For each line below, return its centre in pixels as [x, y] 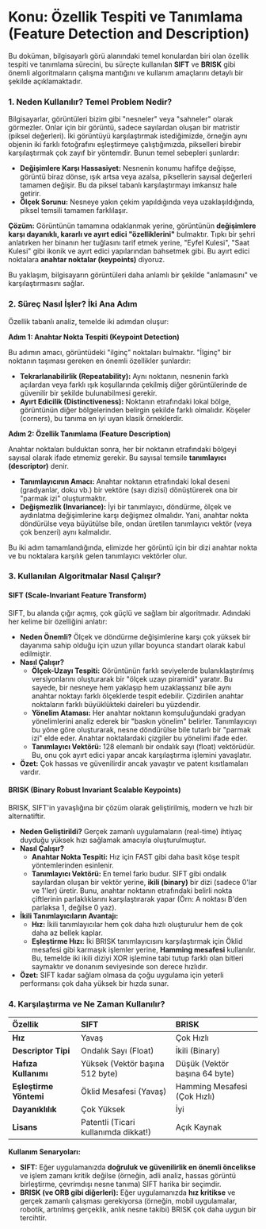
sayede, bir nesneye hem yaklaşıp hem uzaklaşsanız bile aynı [131, 687]
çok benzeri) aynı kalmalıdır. [65, 531]
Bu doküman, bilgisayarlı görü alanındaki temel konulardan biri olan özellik [129, 56]
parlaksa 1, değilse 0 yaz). [74, 907]
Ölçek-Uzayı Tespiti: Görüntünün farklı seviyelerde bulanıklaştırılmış [143, 671]
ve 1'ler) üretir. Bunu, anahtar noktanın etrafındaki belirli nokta [132, 891]
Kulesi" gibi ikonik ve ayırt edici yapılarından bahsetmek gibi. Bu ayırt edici [129, 251]
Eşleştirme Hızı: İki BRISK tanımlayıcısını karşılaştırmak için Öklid [137, 941]
